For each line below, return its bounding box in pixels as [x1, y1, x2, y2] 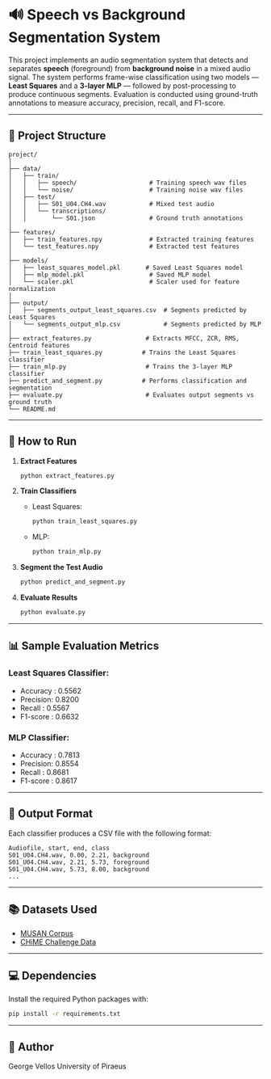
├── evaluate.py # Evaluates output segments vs [8, 390, 254, 399]
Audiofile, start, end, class [8, 844, 110, 852]
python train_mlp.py [31, 548, 102, 556]
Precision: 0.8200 [19, 694, 79, 704]
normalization [8, 285, 56, 293]
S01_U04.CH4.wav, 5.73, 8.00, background [8, 865, 150, 873]
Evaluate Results [19, 592, 78, 602]
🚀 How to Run [8, 435, 77, 449]
